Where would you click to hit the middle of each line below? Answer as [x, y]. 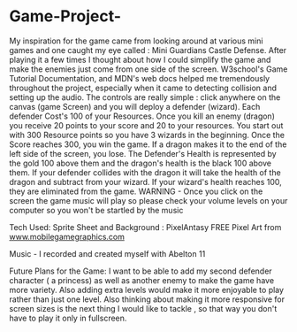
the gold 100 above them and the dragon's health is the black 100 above [141, 163]
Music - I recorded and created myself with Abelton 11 [107, 253]
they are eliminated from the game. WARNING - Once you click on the [136, 191]
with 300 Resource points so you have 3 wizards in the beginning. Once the [147, 135]
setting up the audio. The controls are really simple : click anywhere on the [145, 97]
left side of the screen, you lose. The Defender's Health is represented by [143, 153]
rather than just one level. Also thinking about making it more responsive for [147, 299]
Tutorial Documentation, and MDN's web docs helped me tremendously [140, 78]
